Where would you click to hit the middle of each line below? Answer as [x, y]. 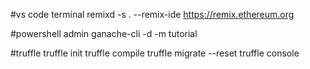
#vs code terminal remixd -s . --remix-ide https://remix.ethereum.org [152, 14]
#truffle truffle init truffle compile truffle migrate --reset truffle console [155, 53]
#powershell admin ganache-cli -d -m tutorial [104, 33]
